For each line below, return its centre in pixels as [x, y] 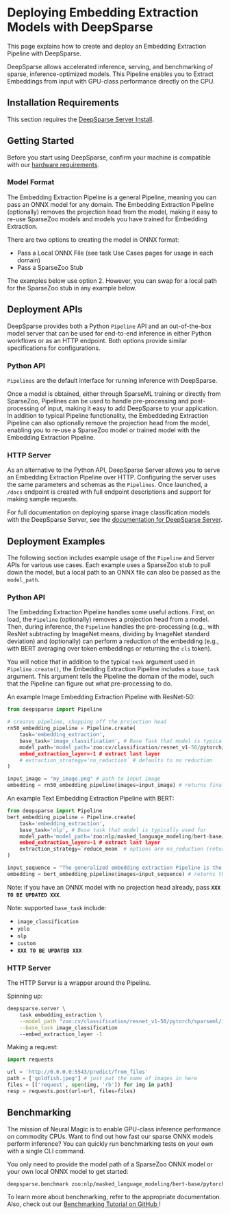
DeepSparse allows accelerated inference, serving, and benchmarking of [110, 66]
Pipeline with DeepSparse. [44, 53]
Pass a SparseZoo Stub [50, 267]
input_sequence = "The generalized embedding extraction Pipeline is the [115, 868]
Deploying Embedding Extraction [103, 13]
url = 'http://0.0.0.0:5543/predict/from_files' [78, 1072]
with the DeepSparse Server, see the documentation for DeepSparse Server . [115, 520]
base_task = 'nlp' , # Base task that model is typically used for [113, 830]
